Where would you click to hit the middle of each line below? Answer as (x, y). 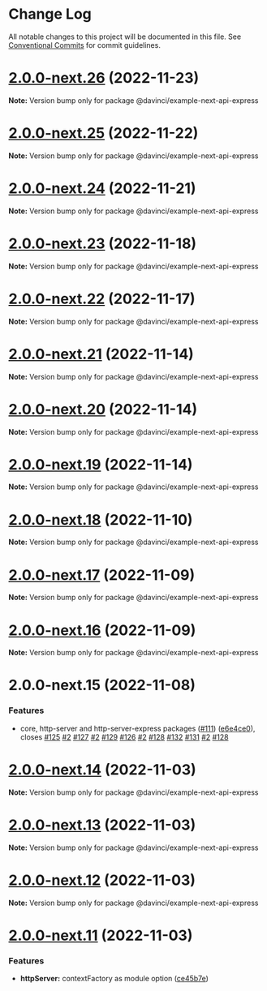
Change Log (50, 14)
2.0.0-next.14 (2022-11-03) (102, 769)
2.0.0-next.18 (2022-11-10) (101, 519)
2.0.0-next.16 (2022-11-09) (102, 630)
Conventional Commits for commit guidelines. (84, 45)
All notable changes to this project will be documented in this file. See (125, 36)
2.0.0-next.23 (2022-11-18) (103, 243)
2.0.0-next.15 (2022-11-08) (102, 685)
